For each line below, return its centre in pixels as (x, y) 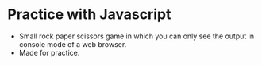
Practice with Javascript (89, 14)
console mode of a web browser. (73, 44)
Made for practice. (49, 52)
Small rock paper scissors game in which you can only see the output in (137, 36)
